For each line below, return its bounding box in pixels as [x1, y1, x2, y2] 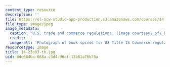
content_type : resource [5, 7, 56, 13]
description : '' [5, 12, 39, 17]
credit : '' [10, 36, 33, 41]
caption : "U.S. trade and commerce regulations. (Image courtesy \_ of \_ [10, 31, 164, 36]
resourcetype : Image [5, 45, 49, 50]
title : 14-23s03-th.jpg [5, 49, 56, 54]
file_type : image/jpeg [5, 21, 53, 27]
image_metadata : [5, 26, 39, 31]
